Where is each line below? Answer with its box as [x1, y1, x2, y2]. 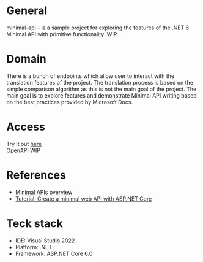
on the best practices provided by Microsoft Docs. [6, 98, 133, 106]
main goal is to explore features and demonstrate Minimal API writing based [6, 91, 197, 99]
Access [6, 120, 46, 134]
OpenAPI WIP [6, 147, 41, 154]
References [6, 168, 66, 182]
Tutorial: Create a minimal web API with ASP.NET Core [15, 195, 152, 202]
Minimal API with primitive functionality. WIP [6, 30, 117, 37]
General [6, 4, 48, 18]
